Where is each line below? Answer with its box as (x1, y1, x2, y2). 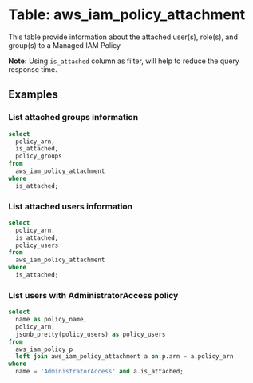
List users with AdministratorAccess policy (8, 289, 179, 301)
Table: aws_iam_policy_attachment (8, 6, 246, 24)
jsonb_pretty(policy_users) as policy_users (15, 330, 166, 338)
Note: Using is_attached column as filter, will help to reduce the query (8, 56, 239, 66)
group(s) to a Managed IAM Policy (8, 40, 121, 50)
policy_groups (15, 152, 62, 161)
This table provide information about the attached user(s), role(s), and (8, 32, 238, 42)
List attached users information (8, 201, 133, 212)
